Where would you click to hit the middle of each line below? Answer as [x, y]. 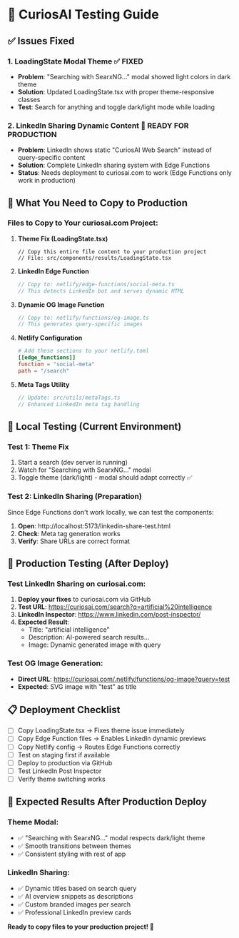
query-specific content [51, 158]
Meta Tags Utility [44, 384]
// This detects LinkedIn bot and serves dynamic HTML [101, 291]
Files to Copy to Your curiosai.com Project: [83, 223]
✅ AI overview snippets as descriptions [75, 896]
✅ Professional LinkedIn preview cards [75, 912]
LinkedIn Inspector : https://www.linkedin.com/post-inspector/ [109, 615]
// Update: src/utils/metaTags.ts [69, 398]
